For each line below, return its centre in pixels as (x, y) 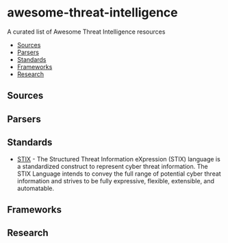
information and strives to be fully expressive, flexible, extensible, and (115, 181)
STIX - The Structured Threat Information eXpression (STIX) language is (118, 159)
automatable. (36, 188)
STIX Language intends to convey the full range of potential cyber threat (119, 174)
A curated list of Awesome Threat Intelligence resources (86, 32)
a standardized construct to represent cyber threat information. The (112, 166)
